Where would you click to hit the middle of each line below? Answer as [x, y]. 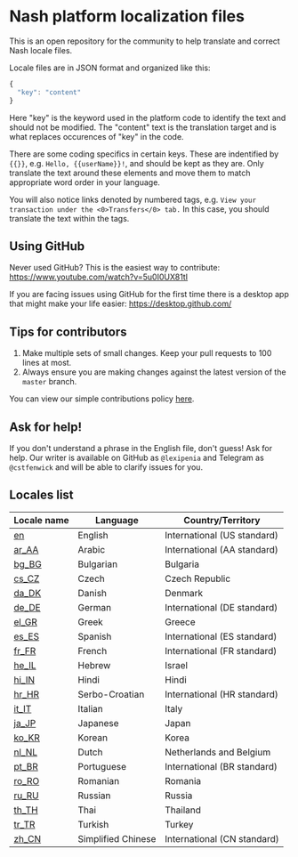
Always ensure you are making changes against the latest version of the [154, 372]
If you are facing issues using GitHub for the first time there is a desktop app [149, 295]
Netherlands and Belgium [217, 752]
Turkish [93, 824]
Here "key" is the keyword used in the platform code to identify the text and [148, 117]
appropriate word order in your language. [85, 182]
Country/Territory [222, 520]
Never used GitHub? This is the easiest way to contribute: [115, 268]
